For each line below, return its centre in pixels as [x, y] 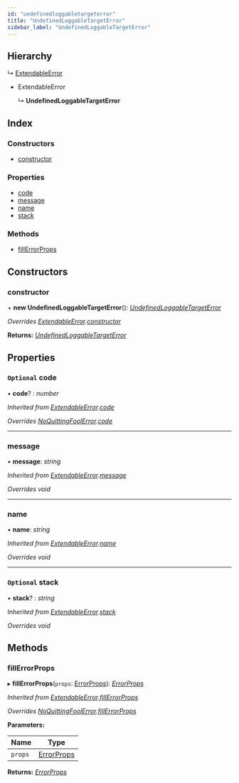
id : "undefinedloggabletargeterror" [62, 14]
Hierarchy [30, 56]
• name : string [29, 530]
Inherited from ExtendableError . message [67, 475]
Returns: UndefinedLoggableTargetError [67, 335]
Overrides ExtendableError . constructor [64, 322]
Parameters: [26, 725]
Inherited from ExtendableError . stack [62, 611]
